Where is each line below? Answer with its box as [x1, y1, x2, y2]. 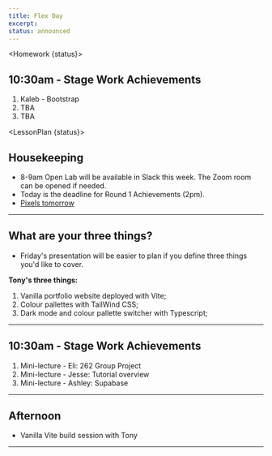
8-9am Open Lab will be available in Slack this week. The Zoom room [19, 172, 252, 182]
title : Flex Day [8, 11, 63, 20]
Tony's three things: [8, 275, 79, 285]
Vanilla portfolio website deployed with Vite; [19, 290, 167, 300]
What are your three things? [8, 229, 153, 243]
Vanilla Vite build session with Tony [19, 431, 138, 441]
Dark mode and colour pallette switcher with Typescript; [19, 308, 208, 317]
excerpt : [8, 19, 38, 28]
